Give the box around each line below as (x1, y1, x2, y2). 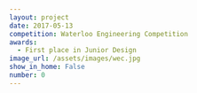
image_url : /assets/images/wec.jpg (9, 54, 141, 63)
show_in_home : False (9, 63, 86, 72)
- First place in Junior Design (17, 46, 138, 55)
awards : (9, 37, 38, 47)
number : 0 (9, 71, 46, 80)
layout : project (9, 12, 69, 22)
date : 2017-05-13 (9, 21, 74, 30)
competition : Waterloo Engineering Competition (9, 29, 189, 38)
